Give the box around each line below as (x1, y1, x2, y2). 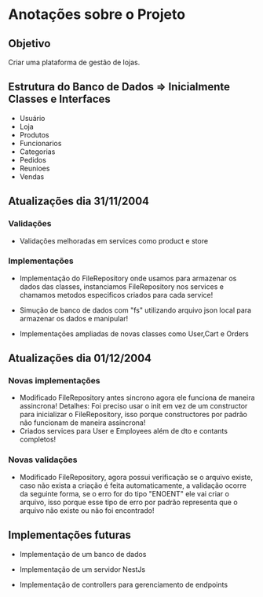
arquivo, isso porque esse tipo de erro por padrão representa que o (19, 497, 238, 507)
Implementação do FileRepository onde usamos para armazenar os (19, 273, 237, 283)
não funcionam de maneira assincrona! (19, 418, 146, 427)
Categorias (19, 147, 56, 156)
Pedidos (19, 155, 47, 164)
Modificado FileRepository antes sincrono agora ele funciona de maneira (19, 393, 255, 402)
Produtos (19, 130, 49, 139)
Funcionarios (19, 138, 62, 148)
